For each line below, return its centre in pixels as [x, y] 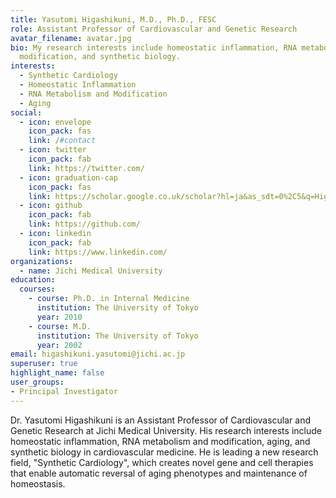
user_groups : [37, 382]
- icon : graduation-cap [68, 177]
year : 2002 [59, 345]
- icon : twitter [53, 150]
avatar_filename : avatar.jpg [71, 38]
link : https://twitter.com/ [86, 168]
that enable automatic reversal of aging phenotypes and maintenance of [159, 473]
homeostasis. [38, 483]
